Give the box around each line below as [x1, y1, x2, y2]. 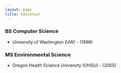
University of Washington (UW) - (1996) [12, 39, 93, 45]
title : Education [5, 12, 41, 17]
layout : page [5, 7, 32, 12]
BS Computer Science [5, 28, 59, 35]
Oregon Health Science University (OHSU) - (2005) [12, 62, 117, 69]
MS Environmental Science [5, 51, 71, 58]
